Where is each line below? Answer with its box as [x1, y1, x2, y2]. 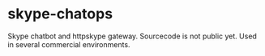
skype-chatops [7, 5, 113, 23]
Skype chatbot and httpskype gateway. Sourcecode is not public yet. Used [7, 31, 257, 41]
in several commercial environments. [7, 39, 130, 49]
